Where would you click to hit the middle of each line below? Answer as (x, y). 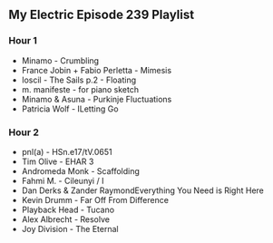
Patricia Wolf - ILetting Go (70, 109)
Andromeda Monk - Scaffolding (80, 170)
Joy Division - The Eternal (70, 228)
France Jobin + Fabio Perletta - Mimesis (97, 70)
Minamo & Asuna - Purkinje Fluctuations (97, 99)
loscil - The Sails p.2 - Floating (79, 80)
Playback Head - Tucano (68, 209)
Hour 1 (23, 41)
